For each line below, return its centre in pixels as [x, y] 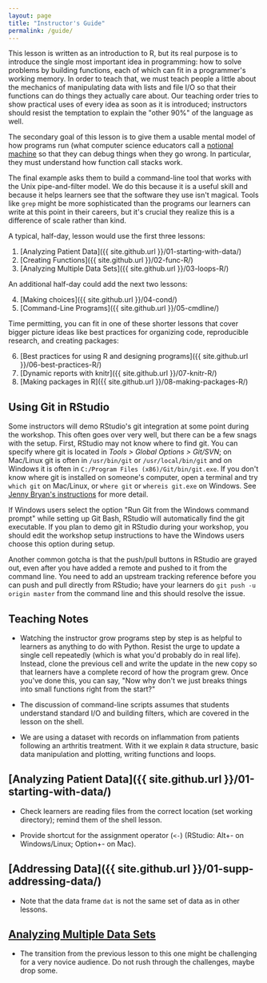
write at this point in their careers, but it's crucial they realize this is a [122, 212]
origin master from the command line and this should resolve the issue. [127, 594]
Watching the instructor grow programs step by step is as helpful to [131, 638]
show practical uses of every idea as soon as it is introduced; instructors [128, 104]
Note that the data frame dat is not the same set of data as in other [130, 900]
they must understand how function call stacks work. [96, 163]
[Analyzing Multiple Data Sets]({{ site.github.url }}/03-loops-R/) [124, 268]
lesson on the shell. [52, 721]
